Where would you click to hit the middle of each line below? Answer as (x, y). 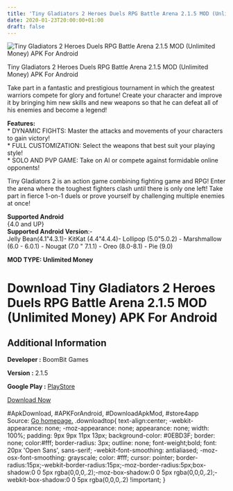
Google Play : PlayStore (41, 387)
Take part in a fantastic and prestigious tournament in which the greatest (111, 88)
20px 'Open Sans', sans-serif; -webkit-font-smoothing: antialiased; (103, 450)
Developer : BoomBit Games (48, 360)
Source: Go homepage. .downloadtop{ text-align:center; (87, 421)
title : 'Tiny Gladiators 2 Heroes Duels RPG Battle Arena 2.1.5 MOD (108, 14)
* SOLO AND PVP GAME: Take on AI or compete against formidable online (113, 160)
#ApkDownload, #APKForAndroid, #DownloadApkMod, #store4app (103, 413)
